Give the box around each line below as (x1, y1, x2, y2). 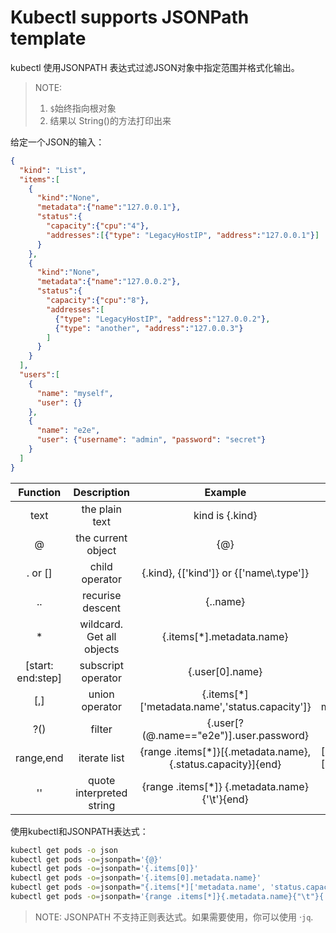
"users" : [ (19, 370, 60, 380)
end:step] (16, 671, 63, 685)
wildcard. (79, 617, 124, 631)
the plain (81, 502, 122, 516)
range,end (15, 751, 64, 765)
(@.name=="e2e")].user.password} (141, 728, 309, 742)
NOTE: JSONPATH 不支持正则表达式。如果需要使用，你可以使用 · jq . (34, 911, 314, 923)
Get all (86, 629, 117, 643)
